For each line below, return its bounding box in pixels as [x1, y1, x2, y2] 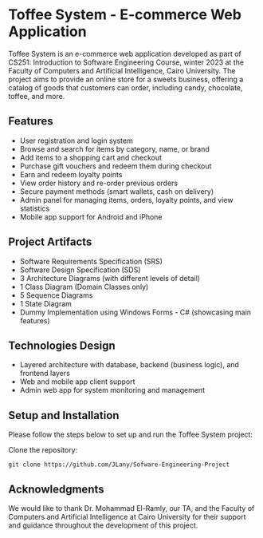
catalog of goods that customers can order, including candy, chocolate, [8, 82, 243, 93]
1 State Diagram [19, 299, 72, 308]
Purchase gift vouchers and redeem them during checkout [19, 161, 212, 171]
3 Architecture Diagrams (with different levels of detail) [19, 273, 201, 283]
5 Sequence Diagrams [19, 290, 93, 300]
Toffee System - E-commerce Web [8, 6, 241, 24]
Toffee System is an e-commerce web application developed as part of [8, 49, 241, 58]
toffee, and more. [8, 91, 65, 101]
